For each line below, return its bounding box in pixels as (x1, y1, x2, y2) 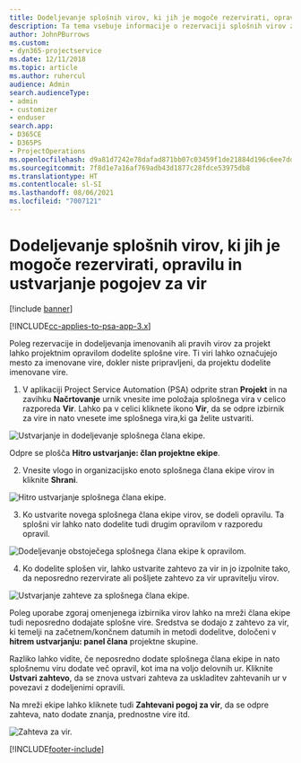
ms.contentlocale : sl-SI (9, 180, 102, 189)
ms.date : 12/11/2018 (9, 55, 87, 64)
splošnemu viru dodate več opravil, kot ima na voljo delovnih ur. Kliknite (9, 662, 273, 673)
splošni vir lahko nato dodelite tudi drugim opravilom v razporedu (21, 518, 263, 530)
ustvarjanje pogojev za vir (9, 274, 208, 294)
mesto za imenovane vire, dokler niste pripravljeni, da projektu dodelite (9, 356, 271, 368)
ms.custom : (9, 38, 50, 48)
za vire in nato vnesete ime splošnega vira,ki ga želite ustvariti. (21, 412, 254, 423)
